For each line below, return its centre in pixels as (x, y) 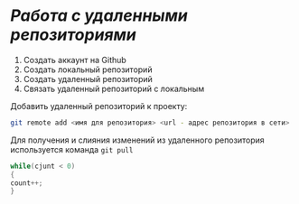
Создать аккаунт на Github (75, 60)
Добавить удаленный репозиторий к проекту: (99, 106)
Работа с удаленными (99, 16)
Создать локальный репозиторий (88, 70)
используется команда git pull (72, 149)
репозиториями (73, 35)
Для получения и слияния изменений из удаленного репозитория (137, 140)
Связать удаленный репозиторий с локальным (114, 88)
